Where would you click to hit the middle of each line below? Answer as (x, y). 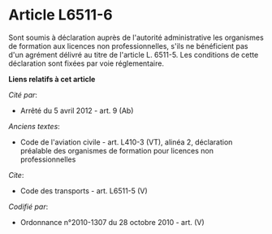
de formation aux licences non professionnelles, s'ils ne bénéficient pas (128, 45)
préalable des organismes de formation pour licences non (117, 150)
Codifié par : (28, 206)
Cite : (16, 175)
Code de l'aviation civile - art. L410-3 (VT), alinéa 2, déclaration (126, 142)
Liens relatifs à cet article (52, 79)
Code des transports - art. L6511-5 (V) (84, 191)
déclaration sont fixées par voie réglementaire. (86, 63)
